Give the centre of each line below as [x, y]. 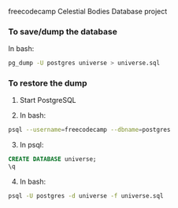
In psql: [32, 145]
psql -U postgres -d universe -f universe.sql [86, 196]
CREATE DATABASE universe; [52, 159]
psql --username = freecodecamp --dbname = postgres [89, 130]
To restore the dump [48, 83]
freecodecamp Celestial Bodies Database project [88, 11]
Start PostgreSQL [48, 100]
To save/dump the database [63, 31]
